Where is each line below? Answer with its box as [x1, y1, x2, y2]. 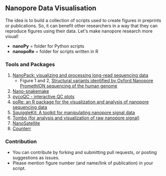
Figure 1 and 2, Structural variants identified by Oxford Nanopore [19, 78, 153, 84]
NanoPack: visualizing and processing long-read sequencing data [12, 72, 148, 78]
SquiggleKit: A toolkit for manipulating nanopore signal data [12, 110, 135, 116]
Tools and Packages [5, 61, 55, 68]
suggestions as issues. [12, 155, 60, 161]
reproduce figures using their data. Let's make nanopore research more [5, 28, 153, 34]
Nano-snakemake [12, 88, 49, 94]
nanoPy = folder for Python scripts [12, 43, 84, 49]
